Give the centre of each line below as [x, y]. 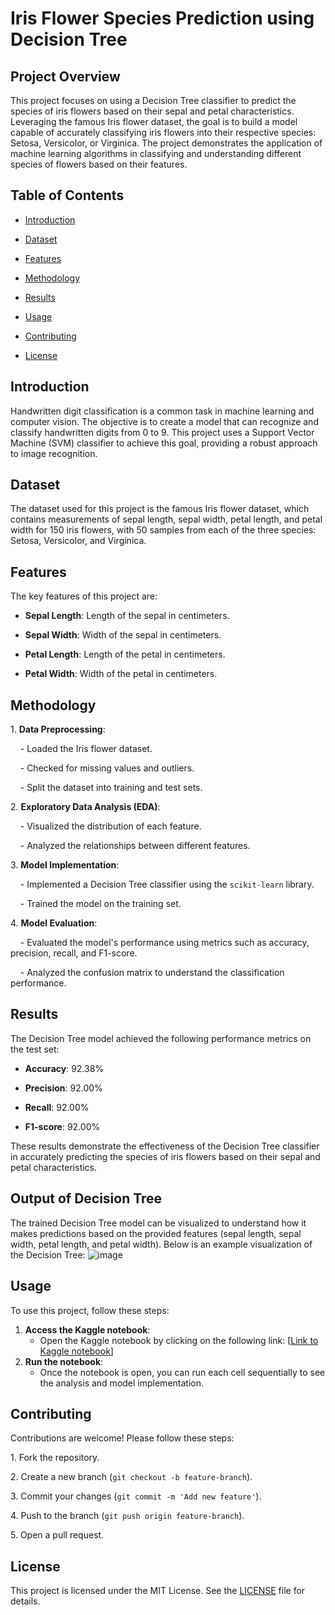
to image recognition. [54, 453]
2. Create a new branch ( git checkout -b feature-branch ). [131, 1477]
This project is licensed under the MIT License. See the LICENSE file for [158, 1591]
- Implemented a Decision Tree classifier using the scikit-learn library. [167, 884]
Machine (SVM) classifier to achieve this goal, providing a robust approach [164, 443]
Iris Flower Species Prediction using [162, 18]
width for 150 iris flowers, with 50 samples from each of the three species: [163, 530]
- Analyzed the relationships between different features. [135, 846]
